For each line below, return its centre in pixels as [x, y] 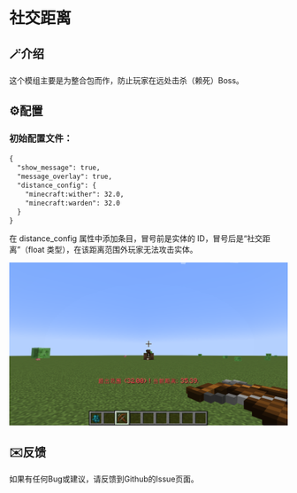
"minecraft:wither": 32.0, [75, 194]
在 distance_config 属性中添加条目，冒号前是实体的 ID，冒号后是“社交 [136, 238]
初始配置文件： [41, 138]
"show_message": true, [59, 168]
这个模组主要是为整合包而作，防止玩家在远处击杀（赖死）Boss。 [127, 80]
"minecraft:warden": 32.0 [73, 203]
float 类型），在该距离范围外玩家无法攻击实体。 [113, 249]
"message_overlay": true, [65, 176]
